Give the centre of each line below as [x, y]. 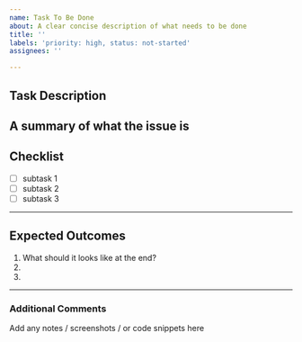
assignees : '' [36, 51]
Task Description [58, 95]
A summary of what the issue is [100, 126]
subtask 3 [41, 198]
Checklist [37, 157]
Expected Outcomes [67, 236]
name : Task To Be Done [52, 18]
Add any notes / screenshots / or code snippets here [107, 328]
